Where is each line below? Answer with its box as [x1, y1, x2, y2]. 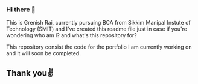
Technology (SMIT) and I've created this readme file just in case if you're [6, 25, 188, 32]
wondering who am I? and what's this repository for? [6, 32, 137, 39]
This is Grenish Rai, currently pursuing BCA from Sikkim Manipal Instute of [6, 19, 191, 26]
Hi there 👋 [6, 5, 36, 14]
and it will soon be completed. [6, 50, 81, 57]
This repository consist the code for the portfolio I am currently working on [6, 43, 192, 50]
